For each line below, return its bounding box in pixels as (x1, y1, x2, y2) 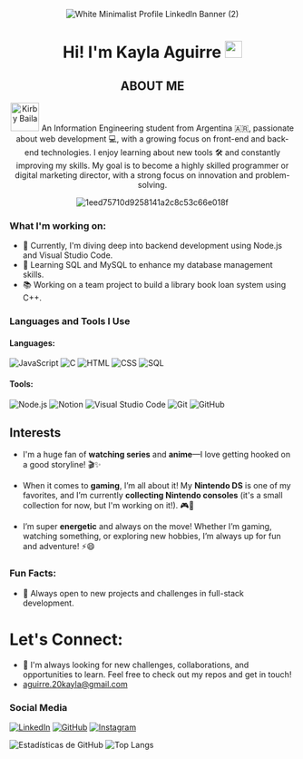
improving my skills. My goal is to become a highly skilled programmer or (15, 160, 289, 171)
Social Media (9, 701, 68, 714)
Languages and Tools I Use (9, 315, 131, 328)
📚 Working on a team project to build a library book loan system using (22, 280, 287, 291)
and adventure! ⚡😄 (22, 541, 95, 552)
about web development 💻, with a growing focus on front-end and (15, 133, 266, 144)
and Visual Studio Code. (22, 250, 113, 261)
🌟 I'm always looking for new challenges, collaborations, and (22, 659, 249, 670)
